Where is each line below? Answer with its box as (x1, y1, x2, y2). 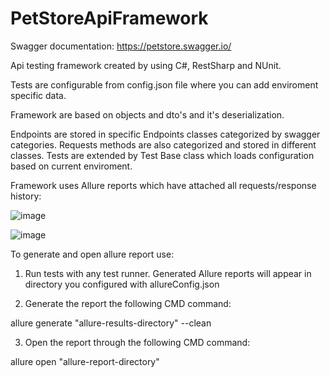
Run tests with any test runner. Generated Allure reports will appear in (24, 267, 312, 279)
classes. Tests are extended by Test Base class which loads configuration (10, 149, 315, 161)
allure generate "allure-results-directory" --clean (10, 317, 212, 329)
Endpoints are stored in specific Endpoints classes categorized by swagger (10, 128, 321, 140)
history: (10, 190, 42, 202)
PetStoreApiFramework (10, 7, 209, 30)
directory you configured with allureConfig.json (24, 278, 220, 290)
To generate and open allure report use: (10, 248, 175, 260)
